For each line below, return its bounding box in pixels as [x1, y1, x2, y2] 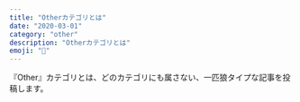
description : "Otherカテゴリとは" [9, 38, 131, 47]
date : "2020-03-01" [9, 21, 83, 30]
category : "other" [9, 30, 78, 38]
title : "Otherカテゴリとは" [9, 13, 106, 22]
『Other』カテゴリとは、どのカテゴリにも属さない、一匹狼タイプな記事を [9, 72, 283, 83]
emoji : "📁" [9, 47, 50, 55]
